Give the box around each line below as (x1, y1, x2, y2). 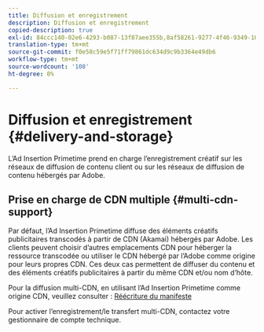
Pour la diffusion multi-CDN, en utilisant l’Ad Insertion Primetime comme (8, 283, 241, 293)
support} (8, 205, 53, 219)
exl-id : (8, 33, 34, 42)
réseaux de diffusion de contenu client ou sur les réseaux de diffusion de (8, 162, 245, 172)
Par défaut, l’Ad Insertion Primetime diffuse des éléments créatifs (8, 226, 218, 236)
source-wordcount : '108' (8, 63, 90, 71)
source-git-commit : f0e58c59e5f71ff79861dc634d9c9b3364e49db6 (8, 48, 216, 56)
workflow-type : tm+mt (8, 56, 79, 64)
